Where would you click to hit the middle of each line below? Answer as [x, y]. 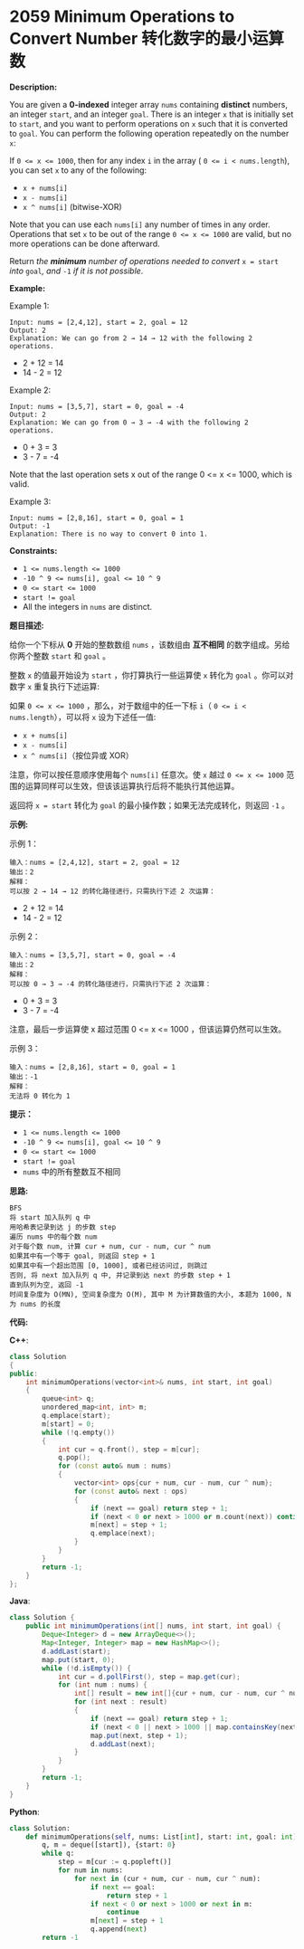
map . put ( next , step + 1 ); [139, 1735]
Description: [33, 87]
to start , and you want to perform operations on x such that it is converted [148, 123]
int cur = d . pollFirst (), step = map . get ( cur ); [149, 1677]
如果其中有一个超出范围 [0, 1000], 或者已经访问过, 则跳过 [109, 1265]
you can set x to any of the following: [78, 170]
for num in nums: [90, 1870]
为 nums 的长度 [35, 1304]
